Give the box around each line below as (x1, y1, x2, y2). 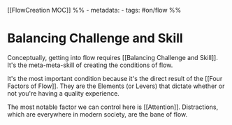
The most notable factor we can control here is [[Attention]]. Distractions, (7, 103, 219, 111)
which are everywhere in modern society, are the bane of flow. (7, 110, 188, 118)
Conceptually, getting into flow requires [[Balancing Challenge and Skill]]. (7, 53, 218, 61)
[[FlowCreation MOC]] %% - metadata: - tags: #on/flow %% (7, 6, 182, 14)
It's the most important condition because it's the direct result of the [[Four (7, 74, 223, 82)
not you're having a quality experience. (7, 89, 120, 97)
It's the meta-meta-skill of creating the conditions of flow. (7, 61, 173, 69)
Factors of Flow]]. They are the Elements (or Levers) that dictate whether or (7, 82, 225, 90)
